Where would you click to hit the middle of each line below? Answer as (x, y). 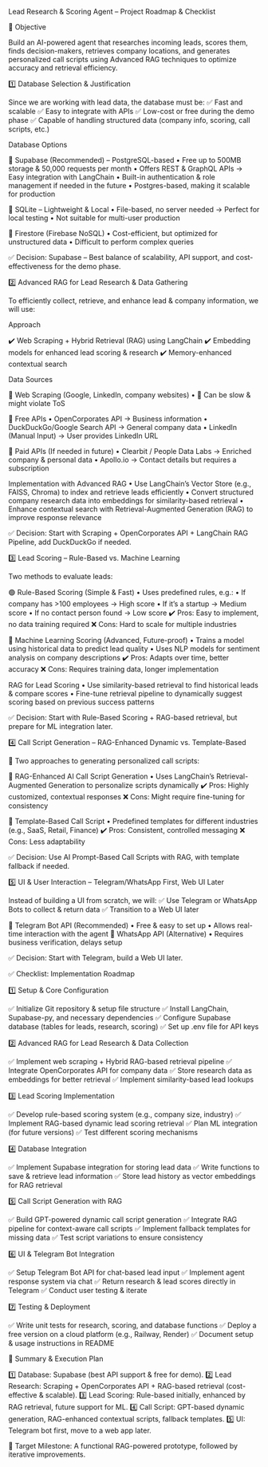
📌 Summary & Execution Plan (56, 1359)
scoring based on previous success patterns (81, 702)
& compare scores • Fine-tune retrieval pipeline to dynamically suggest (126, 694)
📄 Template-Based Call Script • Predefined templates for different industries (133, 821)
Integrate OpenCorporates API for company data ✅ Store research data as (130, 1071)
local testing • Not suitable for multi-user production (95, 218)
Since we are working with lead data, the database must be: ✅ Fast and (126, 102)
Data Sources (31, 379)
